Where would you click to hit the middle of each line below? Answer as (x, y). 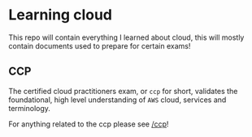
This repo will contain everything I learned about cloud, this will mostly (126, 37)
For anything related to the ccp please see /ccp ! (89, 124)
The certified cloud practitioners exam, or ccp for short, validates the (123, 91)
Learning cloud (60, 15)
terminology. (30, 108)
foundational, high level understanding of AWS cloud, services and (117, 100)
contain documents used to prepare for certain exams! (100, 45)
